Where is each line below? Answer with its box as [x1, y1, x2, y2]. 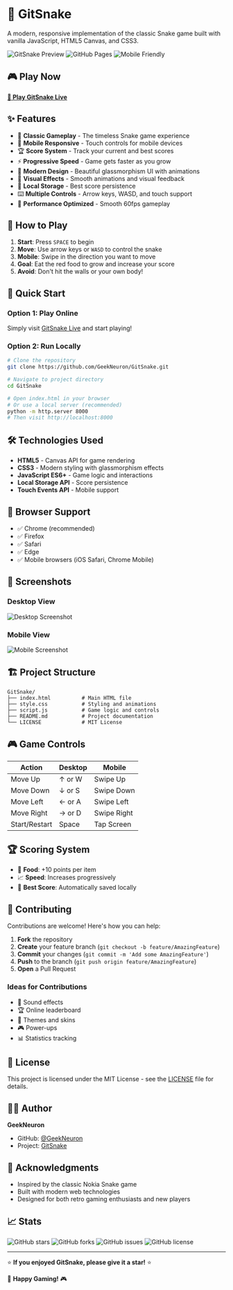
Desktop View [7, 596, 55, 606]
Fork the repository [17, 936, 73, 944]
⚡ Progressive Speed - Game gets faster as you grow [17, 157, 171, 165]
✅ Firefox [17, 532, 44, 540]
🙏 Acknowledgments [7, 1162, 99, 1173]
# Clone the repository [7, 357, 76, 364]
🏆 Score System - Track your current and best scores [17, 146, 174, 155]
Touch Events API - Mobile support [17, 485, 119, 495]
